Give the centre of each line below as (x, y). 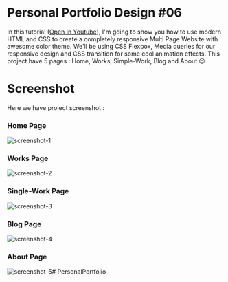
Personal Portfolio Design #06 (94, 13)
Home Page (27, 125)
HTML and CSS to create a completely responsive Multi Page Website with (113, 39)
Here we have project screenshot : (56, 107)
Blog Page (24, 224)
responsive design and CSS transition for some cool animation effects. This (114, 54)
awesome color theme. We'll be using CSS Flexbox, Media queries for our (111, 46)
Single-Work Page (38, 191)
